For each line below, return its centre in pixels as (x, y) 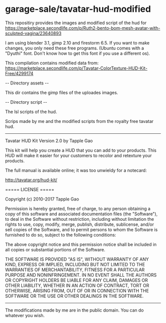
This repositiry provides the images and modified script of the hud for (76, 23)
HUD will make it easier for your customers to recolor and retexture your (79, 155)
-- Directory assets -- (27, 83)
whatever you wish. (25, 315)
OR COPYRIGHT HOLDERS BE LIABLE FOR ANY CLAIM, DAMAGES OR (77, 280)
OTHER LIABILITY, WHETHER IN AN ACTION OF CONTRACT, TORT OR (77, 285)
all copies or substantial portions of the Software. (55, 249)
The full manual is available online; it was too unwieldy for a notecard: (76, 170)
